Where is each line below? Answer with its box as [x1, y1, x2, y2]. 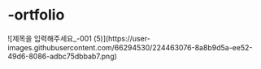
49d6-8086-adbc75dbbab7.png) [7, 51, 117, 61]
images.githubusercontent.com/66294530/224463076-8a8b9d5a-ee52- [7, 42, 253, 52]
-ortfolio [7, 6, 65, 24]
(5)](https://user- [94, 33, 151, 43]
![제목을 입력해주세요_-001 [7, 33, 93, 43]
